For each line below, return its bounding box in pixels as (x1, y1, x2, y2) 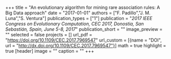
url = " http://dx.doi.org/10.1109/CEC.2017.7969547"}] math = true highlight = (5, 43, 166, 48)
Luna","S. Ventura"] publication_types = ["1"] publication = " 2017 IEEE (5, 15, 153, 21)
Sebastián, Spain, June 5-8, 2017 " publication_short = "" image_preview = (5, 26, 163, 32)
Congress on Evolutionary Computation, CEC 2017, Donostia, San (5, 21, 144, 27)
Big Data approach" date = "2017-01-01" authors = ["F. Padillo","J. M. (5, 10, 150, 16)
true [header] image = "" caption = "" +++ (5, 48, 94, 54)
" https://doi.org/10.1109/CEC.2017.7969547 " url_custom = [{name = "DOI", (5, 37, 162, 43)
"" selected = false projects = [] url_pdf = (5, 32, 92, 37)
